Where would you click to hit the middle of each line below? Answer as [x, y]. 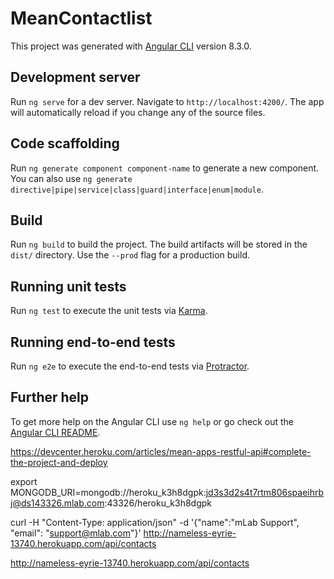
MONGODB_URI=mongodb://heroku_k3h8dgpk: [108, 492]
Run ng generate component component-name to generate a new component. [165, 168]
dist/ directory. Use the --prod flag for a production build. [130, 255]
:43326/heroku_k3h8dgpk [158, 503]
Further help [50, 397]
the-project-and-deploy [59, 462]
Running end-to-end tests [93, 342]
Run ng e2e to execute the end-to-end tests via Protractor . [130, 366]
